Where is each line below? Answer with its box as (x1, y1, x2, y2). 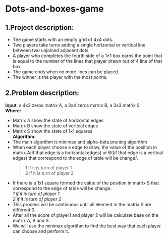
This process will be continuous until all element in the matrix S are (12, 201, 152, 207)
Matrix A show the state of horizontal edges (12, 117, 104, 123)
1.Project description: (5, 23, 74, 32)
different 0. (12, 207, 36, 213)
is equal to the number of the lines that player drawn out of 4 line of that (12, 58, 162, 64)
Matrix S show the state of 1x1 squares (12, 128, 92, 134)
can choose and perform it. (12, 228, 70, 234)
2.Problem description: (5, 89, 80, 98)
